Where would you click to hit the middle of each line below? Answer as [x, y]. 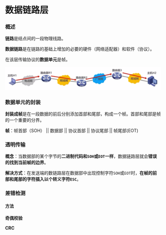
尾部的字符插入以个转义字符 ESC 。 [47, 179]
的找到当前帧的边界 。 [27, 163]
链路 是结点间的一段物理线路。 [35, 39]
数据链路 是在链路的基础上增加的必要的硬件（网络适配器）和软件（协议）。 [80, 49]
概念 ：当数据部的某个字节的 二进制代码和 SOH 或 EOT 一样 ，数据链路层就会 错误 [81, 156]
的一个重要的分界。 [25, 120]
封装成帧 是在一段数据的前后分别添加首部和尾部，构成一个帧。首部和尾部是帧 [83, 114]
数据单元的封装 [23, 102]
